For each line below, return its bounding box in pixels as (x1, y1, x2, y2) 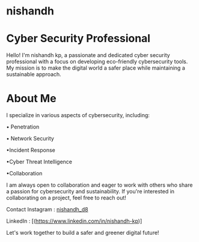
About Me (6, 92, 57, 106)
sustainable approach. (6, 71, 61, 78)
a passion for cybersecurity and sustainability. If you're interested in (6, 188, 175, 195)
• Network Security (6, 135, 54, 142)
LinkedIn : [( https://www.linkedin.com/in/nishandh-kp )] (6, 217, 142, 225)
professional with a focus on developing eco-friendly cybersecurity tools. (6, 58, 188, 65)
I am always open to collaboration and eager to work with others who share (6, 181, 193, 189)
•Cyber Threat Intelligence (6, 158, 72, 166)
